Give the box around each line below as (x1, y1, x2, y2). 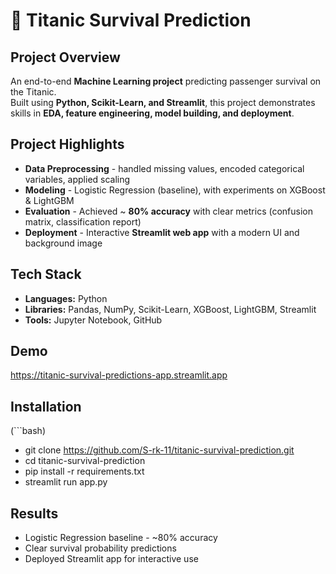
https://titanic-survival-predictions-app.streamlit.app (10, 369, 228, 381)
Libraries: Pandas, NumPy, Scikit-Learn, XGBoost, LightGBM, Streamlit (24, 303, 317, 315)
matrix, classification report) (24, 215, 142, 228)
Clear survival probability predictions (24, 542, 177, 554)
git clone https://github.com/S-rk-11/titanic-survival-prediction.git (24, 444, 295, 456)
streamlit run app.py (24, 476, 108, 488)
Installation (10, 398, 82, 415)
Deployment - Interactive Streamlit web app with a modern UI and (24, 226, 300, 238)
